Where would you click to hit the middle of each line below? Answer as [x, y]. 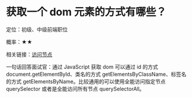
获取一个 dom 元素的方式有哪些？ [86, 12]
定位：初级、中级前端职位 [37, 29]
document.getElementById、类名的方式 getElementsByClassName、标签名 [96, 74]
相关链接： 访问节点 [29, 54]
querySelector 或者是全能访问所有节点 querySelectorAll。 [76, 89]
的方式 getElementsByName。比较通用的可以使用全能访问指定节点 [86, 81]
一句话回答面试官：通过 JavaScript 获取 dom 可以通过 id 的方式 [82, 67]
